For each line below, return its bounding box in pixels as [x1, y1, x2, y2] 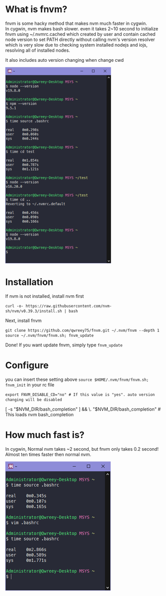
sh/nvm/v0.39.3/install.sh [5, 308, 62, 313]
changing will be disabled [5, 397, 62, 402]
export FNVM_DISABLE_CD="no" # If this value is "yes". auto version [5, 392, 155, 397]
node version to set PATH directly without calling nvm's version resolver [5, 36, 155, 43]
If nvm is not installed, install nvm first [5, 293, 85, 299]
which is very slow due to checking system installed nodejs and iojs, [5, 42, 148, 48]
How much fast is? [5, 429, 85, 441]
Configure [5, 360, 49, 371]
